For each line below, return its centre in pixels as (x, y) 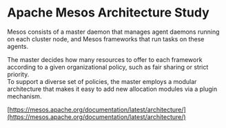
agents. (18, 46)
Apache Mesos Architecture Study (109, 13)
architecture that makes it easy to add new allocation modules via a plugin (112, 89)
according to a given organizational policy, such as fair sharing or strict (108, 67)
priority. (18, 74)
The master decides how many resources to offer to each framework (105, 59)
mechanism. (24, 96)
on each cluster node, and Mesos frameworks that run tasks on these (106, 39)
